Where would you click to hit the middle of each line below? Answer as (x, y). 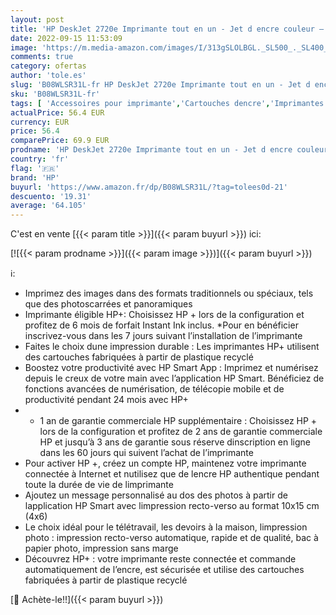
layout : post (37, 19)
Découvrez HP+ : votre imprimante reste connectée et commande (160, 559)
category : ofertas (48, 66)
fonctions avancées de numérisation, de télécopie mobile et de (154, 389)
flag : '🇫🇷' (35, 168)
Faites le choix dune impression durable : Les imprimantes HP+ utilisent (172, 347)
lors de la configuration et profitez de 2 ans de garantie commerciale (181, 432)
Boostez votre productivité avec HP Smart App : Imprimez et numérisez (171, 368)
